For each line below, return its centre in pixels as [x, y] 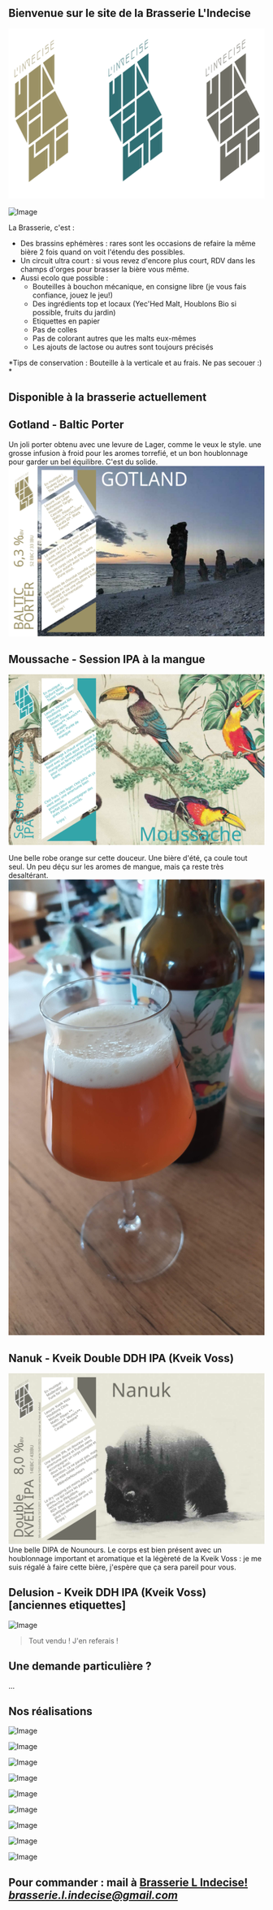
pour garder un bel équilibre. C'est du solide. [83, 462]
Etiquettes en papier [66, 321]
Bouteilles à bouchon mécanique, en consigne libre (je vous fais [139, 287]
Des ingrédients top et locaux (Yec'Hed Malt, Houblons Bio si [134, 304]
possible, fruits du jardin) [74, 313]
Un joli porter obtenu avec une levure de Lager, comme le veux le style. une [135, 444]
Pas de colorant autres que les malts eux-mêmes [114, 339]
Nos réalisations [50, 1711]
